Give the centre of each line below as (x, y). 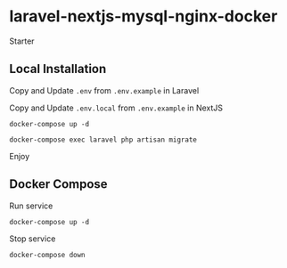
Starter (22, 41)
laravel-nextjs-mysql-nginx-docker (143, 16)
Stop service (33, 239)
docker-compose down (48, 255)
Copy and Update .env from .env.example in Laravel (104, 90)
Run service (31, 206)
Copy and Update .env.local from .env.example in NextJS (116, 108)
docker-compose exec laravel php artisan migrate (103, 140)
